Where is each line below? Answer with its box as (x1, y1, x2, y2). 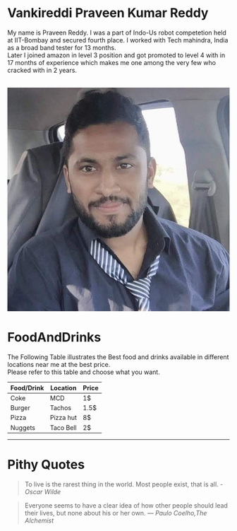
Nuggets (10, 423, 35, 432)
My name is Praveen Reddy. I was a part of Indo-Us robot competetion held (7, 28, 227, 37)
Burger (10, 404, 30, 412)
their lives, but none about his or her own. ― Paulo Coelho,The (24, 509, 207, 518)
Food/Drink (10, 383, 44, 392)
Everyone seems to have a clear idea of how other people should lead (24, 501, 228, 510)
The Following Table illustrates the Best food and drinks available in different (7, 353, 229, 361)
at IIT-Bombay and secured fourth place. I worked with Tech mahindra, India (7, 35, 229, 44)
